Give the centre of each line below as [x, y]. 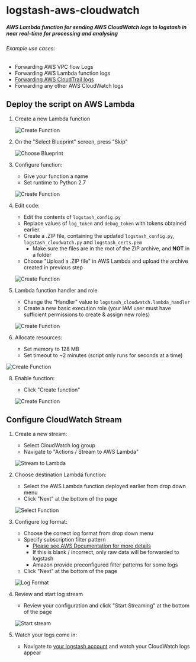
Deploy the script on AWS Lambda [70, 104]
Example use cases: [30, 49]
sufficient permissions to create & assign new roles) [87, 314]
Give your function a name [56, 176]
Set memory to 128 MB [52, 349]
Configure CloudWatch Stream [64, 420]
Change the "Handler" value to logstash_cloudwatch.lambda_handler [107, 302]
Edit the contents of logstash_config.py [72, 217]
